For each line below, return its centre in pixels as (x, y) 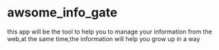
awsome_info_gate (62, 13)
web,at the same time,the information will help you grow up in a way (104, 38)
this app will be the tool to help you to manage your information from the (109, 32)
